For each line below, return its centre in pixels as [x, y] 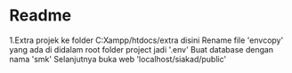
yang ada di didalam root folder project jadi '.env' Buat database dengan [142, 49]
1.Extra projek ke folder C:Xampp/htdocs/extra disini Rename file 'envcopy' [146, 40]
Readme [41, 16]
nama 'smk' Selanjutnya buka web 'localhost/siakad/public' [118, 59]
